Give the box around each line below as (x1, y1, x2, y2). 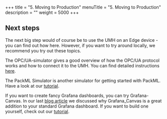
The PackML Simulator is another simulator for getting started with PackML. (5, 77, 161, 84)
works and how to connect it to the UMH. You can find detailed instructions (5, 62, 160, 69)
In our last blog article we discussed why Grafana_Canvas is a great (23, 98, 162, 104)
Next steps (5, 24, 40, 32)
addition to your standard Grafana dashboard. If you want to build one (5, 103, 149, 109)
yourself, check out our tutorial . (5, 108, 70, 114)
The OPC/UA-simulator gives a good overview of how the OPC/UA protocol (5, 57, 160, 63)
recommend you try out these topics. (5, 47, 81, 54)
